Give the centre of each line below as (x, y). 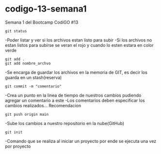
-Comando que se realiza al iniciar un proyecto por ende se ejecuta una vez (81, 141)
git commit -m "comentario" (33, 86)
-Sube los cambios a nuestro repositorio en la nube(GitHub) (65, 123)
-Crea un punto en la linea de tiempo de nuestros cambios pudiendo (73, 95)
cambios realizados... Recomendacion (43, 105)
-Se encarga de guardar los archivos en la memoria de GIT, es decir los (76, 72)
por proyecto (18, 146)
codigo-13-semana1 (46, 9)
